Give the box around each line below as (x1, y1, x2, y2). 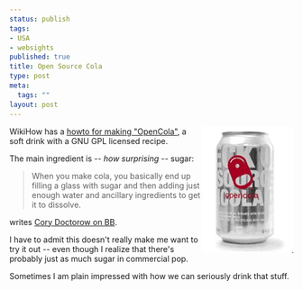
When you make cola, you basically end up (31, 170, 191, 181)
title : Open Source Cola (9, 62, 103, 71)
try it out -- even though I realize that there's (9, 243, 175, 254)
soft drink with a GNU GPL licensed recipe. (9, 135, 169, 146)
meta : (9, 81, 30, 90)
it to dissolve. (31, 199, 81, 210)
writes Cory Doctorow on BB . (9, 216, 117, 227)
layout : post (9, 100, 59, 109)
